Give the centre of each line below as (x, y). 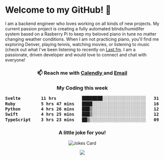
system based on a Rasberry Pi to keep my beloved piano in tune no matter (81, 34)
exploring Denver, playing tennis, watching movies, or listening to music (77, 44)
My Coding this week (82, 88)
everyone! (15, 60)
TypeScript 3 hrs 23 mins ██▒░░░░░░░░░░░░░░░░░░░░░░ (76, 120)
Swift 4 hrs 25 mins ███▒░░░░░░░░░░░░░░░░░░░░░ (76, 114)
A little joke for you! (82, 133)
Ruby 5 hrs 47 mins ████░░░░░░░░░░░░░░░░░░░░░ (76, 104)
